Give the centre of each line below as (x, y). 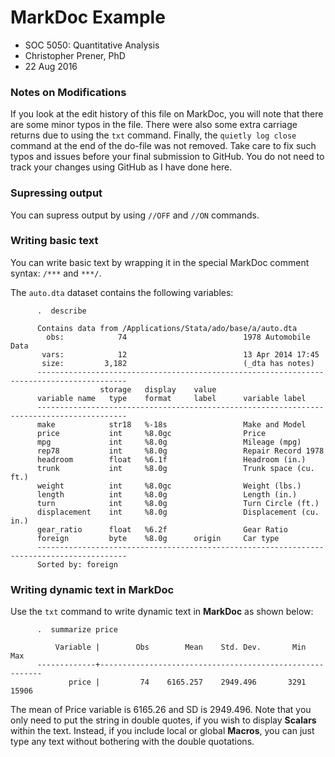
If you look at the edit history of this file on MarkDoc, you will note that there (167, 114)
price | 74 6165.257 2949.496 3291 (187, 682)
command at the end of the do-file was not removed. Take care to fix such (163, 146)
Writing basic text (54, 241)
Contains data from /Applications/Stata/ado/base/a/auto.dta (167, 328)
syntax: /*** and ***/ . (56, 273)
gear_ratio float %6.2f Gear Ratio (162, 529)
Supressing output (56, 193)
